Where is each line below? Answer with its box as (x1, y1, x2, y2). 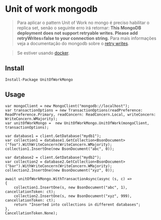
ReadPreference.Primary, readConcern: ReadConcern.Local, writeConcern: (5, 112, 156, 117)
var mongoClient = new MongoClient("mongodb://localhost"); (5, 103, 130, 108)
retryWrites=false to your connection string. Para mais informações (17, 35, 157, 41)
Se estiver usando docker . (17, 50, 70, 56)
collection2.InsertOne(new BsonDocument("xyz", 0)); (5, 168, 115, 172)
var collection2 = (5, 159, 42, 164)
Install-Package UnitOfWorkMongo (5, 77, 73, 82)
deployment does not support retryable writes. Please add (17, 30, 138, 36)
